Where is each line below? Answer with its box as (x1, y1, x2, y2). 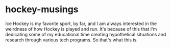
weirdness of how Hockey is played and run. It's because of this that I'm (5, 26, 157, 32)
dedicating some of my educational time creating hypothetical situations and (5, 31, 166, 37)
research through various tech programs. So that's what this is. (5, 37, 138, 43)
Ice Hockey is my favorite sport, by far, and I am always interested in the (5, 20, 157, 27)
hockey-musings (5, 4, 79, 15)
